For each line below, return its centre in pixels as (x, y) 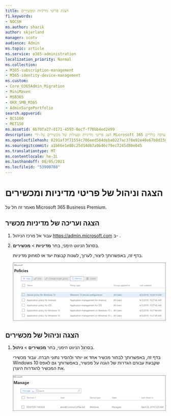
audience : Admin (22, 43)
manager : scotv (21, 38)
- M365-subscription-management (39, 70)
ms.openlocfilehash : (27, 140)
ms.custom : (17, 81)
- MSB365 (15, 97)
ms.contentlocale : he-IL (32, 156)
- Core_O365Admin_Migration (35, 86)
